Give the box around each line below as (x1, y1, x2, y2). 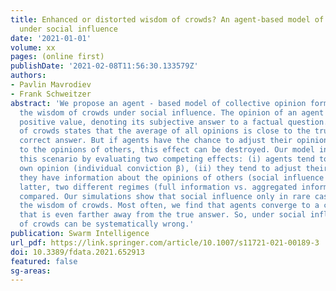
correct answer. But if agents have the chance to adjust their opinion (19, 136, 329, 146)
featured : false (10, 256, 78, 266)
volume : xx (10, 42, 56, 53)
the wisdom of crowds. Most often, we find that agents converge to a (19, 201, 320, 211)
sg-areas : (10, 266, 52, 276)
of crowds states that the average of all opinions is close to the (19, 126, 311, 136)
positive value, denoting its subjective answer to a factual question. (19, 117, 329, 127)
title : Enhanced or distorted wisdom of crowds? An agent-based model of (10, 14, 325, 25)
